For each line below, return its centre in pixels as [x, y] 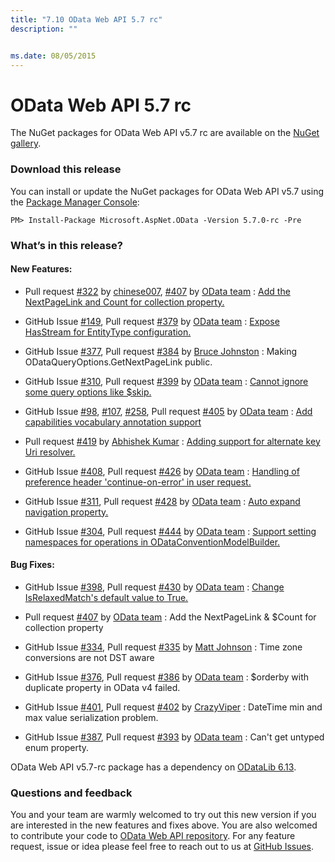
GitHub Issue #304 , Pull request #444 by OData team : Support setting [170, 531]
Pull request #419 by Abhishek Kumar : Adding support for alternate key [172, 441]
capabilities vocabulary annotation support [113, 422]
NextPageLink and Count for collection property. [124, 302]
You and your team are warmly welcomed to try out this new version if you [163, 815]
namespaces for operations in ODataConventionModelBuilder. [152, 542]
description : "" [44, 29]
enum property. [57, 747]
